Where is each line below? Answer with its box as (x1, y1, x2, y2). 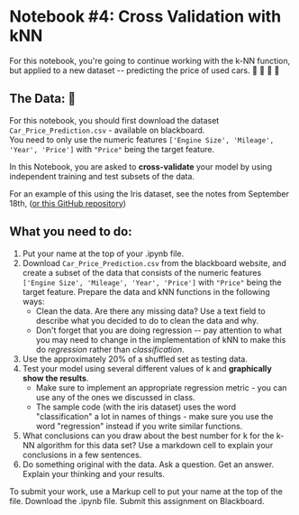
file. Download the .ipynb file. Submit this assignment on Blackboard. (9, 495, 265, 506)
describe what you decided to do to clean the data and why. (35, 315, 259, 326)
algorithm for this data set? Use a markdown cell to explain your (36, 439, 274, 450)
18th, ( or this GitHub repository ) (9, 198, 127, 208)
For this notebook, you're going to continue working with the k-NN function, (9, 55, 291, 66)
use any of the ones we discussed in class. (35, 391, 195, 402)
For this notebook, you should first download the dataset (9, 115, 220, 125)
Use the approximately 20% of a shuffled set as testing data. (22, 354, 249, 364)
